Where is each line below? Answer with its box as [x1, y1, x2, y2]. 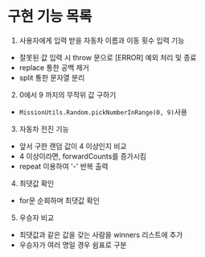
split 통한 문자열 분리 [18, 73, 85, 82]
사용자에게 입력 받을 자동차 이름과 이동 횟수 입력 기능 [18, 35, 185, 45]
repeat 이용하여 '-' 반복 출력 [18, 161, 109, 171]
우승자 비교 [18, 213, 55, 222]
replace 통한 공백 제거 [18, 62, 90, 73]
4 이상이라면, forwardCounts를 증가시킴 [18, 151, 146, 161]
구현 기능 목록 [7, 7, 92, 26]
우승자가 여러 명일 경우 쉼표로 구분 [18, 239, 127, 250]
